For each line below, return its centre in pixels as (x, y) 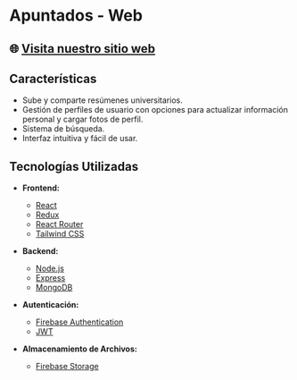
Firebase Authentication (79, 322)
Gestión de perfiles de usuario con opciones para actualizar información (155, 110)
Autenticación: (50, 305)
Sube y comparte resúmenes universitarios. (102, 100)
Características (53, 78)
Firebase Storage (67, 367)
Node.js (50, 268)
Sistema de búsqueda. (63, 129)
